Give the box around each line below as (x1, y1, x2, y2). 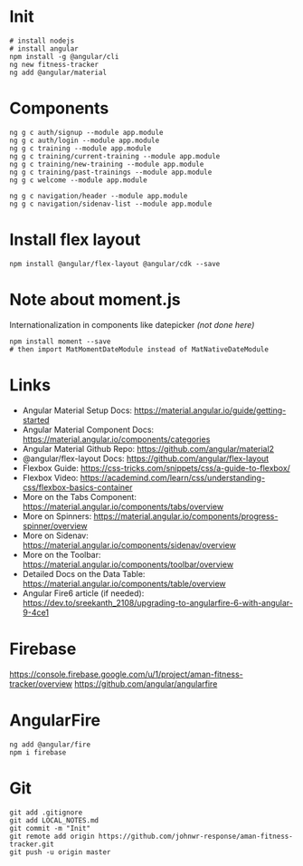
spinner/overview (22, 520, 88, 531)
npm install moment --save (9, 337, 111, 346)
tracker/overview (9, 678, 73, 689)
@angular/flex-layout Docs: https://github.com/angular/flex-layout (22, 453, 270, 464)
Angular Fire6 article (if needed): (22, 587, 145, 599)
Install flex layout (9, 229, 141, 250)
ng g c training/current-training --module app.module (9, 151, 221, 160)
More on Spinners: (22, 510, 92, 522)
